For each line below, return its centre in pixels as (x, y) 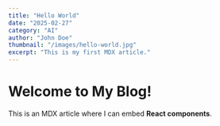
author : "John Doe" (41, 38)
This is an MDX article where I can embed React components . (110, 113)
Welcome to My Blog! (80, 92)
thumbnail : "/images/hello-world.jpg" (72, 45)
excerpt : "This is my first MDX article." (79, 52)
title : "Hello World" (44, 15)
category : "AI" (33, 30)
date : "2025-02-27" (41, 23)
